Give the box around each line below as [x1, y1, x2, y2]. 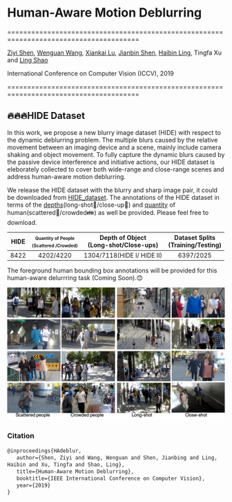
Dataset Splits [174, 234, 216, 242]
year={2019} [16, 482, 51, 489]
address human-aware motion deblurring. [7, 172, 126, 180]
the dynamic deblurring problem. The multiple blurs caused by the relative [7, 136, 218, 144]
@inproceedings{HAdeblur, [7, 447, 81, 454]
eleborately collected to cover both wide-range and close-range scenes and [7, 165, 224, 174]
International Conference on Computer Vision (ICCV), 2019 [7, 69, 174, 77]
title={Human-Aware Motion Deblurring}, [16, 468, 135, 475]
